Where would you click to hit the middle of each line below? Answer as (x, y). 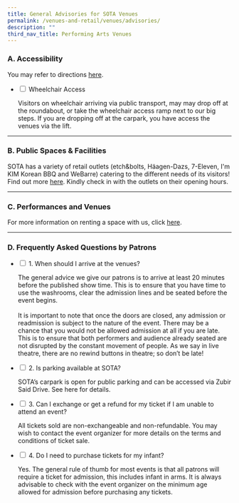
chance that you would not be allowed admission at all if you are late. (119, 331)
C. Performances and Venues (59, 206)
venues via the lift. (44, 126)
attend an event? (42, 412)
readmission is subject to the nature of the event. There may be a (113, 323)
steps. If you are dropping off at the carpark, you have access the (114, 118)
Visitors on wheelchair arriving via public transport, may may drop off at (123, 103)
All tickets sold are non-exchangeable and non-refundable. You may (118, 426)
